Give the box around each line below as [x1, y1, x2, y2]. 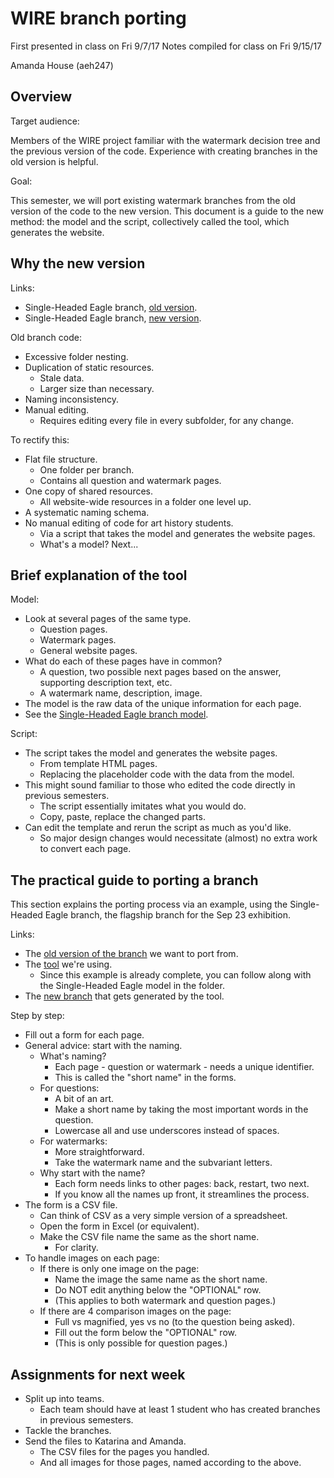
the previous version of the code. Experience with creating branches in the [10, 145, 318, 157]
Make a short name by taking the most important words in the [54, 1103, 309, 1116]
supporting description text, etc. [39, 677, 173, 689]
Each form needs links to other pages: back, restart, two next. [54, 1178, 310, 1190]
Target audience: [10, 115, 80, 127]
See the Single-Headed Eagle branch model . [24, 708, 209, 721]
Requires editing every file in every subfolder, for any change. [39, 414, 294, 426]
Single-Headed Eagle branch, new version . [24, 312, 202, 324]
